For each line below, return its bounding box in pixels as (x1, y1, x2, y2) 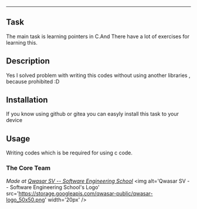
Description (6, 56, 50, 66)
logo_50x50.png (6, 196, 45, 203)
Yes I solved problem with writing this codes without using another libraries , (6, 72, 191, 79)
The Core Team (6, 164, 51, 172)
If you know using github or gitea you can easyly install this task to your (6, 110, 179, 117)
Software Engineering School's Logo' (9, 183, 100, 191)
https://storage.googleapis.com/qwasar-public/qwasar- (18, 190, 153, 197)
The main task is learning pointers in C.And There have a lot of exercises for (6, 33, 189, 40)
